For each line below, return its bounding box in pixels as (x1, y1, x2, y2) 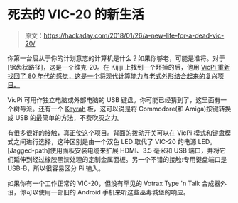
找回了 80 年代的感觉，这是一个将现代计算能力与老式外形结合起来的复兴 (7, 72, 218, 80)
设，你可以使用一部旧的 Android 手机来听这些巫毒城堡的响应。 (7, 187, 190, 196)
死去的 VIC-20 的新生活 (7, 6, 144, 23)
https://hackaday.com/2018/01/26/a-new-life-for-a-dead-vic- (43, 31, 225, 40)
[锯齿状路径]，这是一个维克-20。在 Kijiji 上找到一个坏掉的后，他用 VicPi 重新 (7, 62, 231, 71)
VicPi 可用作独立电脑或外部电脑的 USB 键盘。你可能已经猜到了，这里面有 (7, 95, 221, 104)
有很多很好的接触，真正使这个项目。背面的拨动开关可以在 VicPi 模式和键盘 (7, 128, 225, 137)
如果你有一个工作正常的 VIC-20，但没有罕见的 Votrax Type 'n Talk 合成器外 (7, 179, 227, 187)
